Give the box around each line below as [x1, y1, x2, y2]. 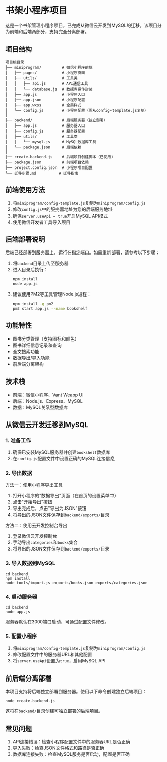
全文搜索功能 [12, 348, 39, 354]
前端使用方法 [5, 186, 45, 194]
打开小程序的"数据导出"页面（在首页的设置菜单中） [12, 493, 119, 499]
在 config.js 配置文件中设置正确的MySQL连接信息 [12, 456, 115, 462]
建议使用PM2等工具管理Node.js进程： [12, 291, 92, 298]
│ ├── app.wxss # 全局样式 [5, 102, 82, 108]
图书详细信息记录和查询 [12, 342, 62, 348]
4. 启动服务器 [5, 593, 38, 600]
